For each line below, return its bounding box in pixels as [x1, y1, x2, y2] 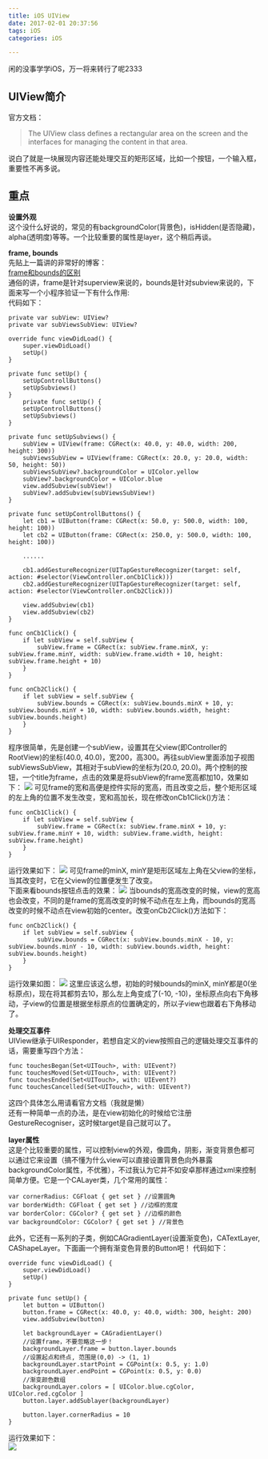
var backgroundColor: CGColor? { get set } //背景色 [8, 1218, 184, 1226]
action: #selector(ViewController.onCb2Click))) [8, 586, 174, 595]
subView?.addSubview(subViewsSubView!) [22, 489, 156, 497]
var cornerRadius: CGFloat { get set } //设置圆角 [8, 1192, 176, 1200]
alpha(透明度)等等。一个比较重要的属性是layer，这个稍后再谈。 [8, 232, 216, 241]
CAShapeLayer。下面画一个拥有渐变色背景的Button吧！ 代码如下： [8, 1243, 229, 1252]
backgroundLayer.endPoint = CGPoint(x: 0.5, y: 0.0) [22, 1367, 202, 1375]
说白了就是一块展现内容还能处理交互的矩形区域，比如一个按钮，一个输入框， [8, 154, 261, 163]
